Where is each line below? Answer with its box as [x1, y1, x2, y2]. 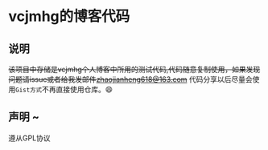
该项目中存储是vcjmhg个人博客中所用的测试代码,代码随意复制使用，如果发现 [8, 65, 261, 74]
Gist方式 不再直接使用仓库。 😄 [15, 85, 113, 94]
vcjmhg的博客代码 [8, 7, 130, 26]
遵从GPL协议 [8, 133, 51, 143]
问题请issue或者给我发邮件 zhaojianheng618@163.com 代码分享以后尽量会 [8, 75, 253, 84]
